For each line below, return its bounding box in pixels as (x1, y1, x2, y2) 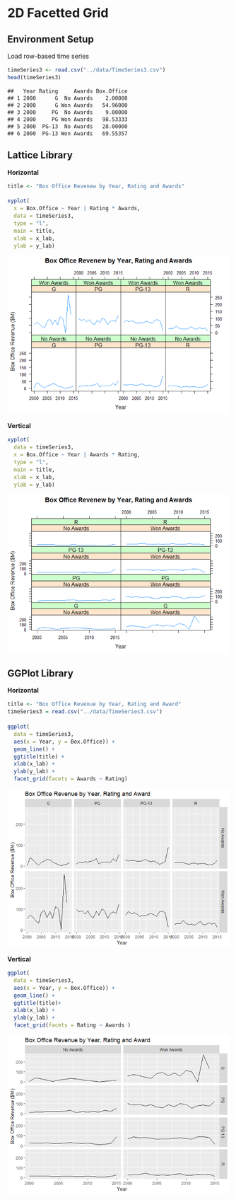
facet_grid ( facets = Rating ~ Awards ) (13, 1022, 131, 1029)
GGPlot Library (7, 667, 74, 679)
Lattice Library (7, 149, 73, 161)
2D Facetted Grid (7, 5, 109, 21)
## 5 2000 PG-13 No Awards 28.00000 (7, 122, 129, 130)
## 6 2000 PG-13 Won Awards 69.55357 (7, 129, 129, 137)
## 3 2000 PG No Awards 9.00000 (7, 108, 129, 116)
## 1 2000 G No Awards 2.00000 (7, 94, 129, 102)
